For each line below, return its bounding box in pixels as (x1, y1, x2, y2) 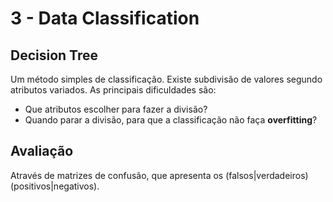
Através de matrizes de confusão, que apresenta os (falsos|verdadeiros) (10, 169, 309, 181)
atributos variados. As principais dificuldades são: (10, 84, 217, 96)
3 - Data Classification (10, 7, 200, 30)
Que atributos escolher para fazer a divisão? (24, 103, 208, 115)
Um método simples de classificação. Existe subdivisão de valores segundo (10, 73, 323, 85)
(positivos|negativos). (10, 180, 100, 192)
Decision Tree (10, 47, 98, 64)
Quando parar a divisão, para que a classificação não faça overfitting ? (24, 114, 318, 126)
